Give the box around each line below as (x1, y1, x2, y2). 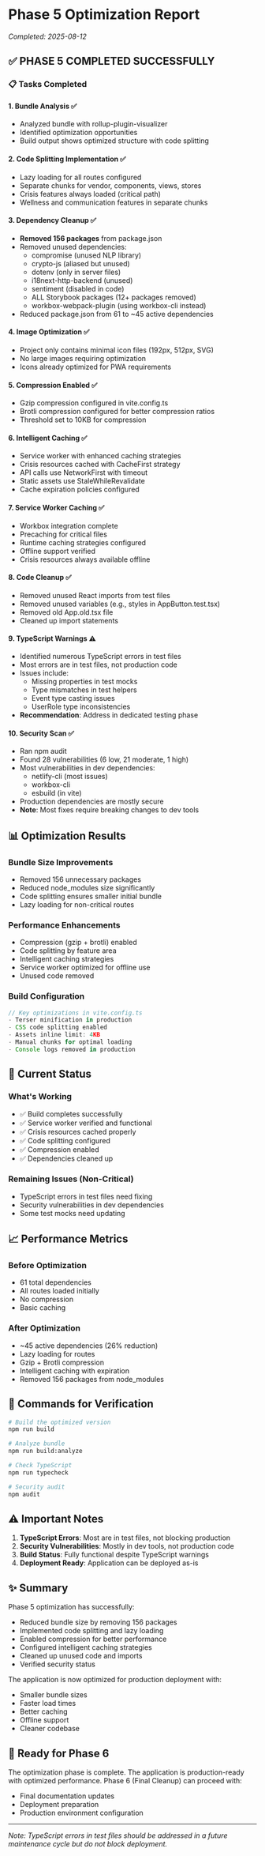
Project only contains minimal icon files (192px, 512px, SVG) (19, 345, 215, 355)
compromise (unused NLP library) (31, 250, 142, 260)
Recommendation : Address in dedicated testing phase (19, 710, 199, 720)
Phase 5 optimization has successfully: (8, 1602, 135, 1612)
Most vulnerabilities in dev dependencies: (19, 763, 155, 773)
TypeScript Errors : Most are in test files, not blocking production (19, 1533, 231, 1542)
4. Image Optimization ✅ (8, 327, 90, 337)
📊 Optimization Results (8, 829, 126, 842)
